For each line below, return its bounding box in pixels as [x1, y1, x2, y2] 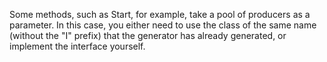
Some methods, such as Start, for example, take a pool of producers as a [9, 9, 311, 20]
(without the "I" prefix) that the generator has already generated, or [9, 30, 287, 41]
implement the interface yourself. [9, 40, 146, 52]
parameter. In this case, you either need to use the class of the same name [9, 19, 317, 31]
